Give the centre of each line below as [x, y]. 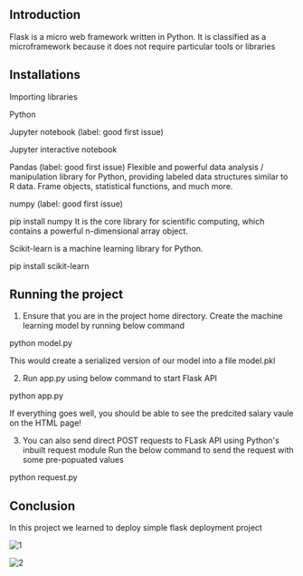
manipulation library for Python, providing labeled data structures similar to [149, 177]
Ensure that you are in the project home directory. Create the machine [152, 316]
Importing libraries [44, 96]
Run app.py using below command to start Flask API [120, 379]
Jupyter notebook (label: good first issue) [87, 131]
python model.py [41, 343]
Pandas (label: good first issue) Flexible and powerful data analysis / [137, 167]
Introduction [45, 15]
